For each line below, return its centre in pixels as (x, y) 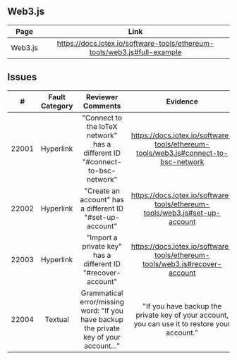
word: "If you (102, 311)
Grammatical (102, 293)
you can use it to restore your (182, 323)
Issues (22, 77)
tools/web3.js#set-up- (182, 213)
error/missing (102, 302)
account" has (102, 199)
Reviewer (102, 97)
